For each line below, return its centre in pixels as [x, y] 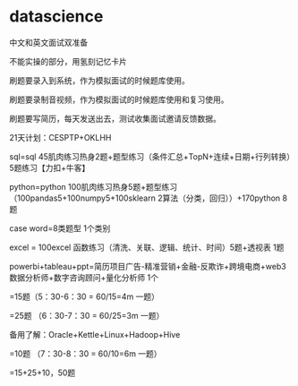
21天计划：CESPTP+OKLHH [60, 137]
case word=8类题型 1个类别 [60, 228]
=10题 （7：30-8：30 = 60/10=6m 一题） [86, 353]
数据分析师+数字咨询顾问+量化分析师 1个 [84, 277]
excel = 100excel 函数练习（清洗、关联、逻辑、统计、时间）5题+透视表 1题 [147, 247]
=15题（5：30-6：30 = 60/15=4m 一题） [84, 296]
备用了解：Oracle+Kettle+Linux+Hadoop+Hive [95, 334]
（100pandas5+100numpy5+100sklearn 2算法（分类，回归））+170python [145, 198]
